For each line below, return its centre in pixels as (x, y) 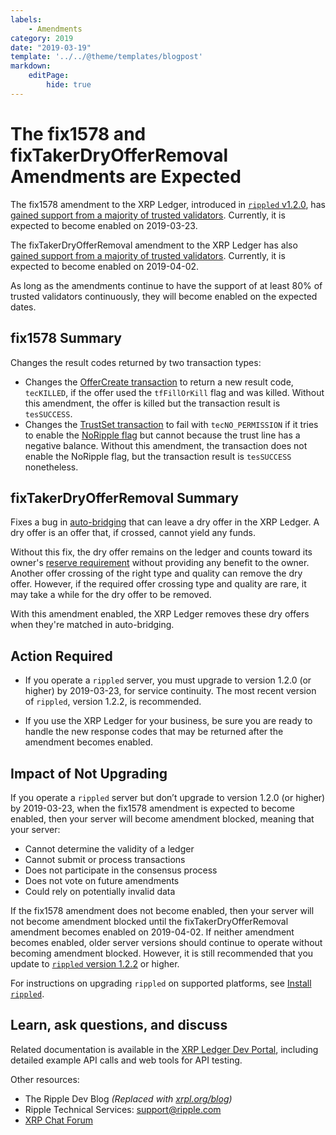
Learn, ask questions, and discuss (119, 1025)
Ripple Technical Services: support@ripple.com (123, 1109)
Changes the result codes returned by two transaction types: (136, 362)
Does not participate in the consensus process (121, 870)
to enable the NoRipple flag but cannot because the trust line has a (162, 435)
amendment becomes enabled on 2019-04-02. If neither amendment (152, 932)
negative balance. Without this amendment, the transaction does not (166, 445)
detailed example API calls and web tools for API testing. (126, 1060)
